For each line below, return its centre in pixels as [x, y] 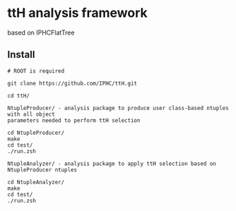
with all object [31, 114]
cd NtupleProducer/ [36, 133]
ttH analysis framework [78, 13]
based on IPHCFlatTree [41, 32]
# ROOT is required [36, 71]
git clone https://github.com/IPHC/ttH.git [72, 83]
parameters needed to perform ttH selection [74, 120]
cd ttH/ [19, 96]
